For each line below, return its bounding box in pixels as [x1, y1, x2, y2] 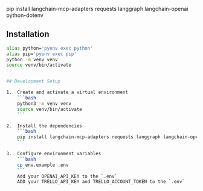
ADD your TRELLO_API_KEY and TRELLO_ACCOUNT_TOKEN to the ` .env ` [17, 179, 185, 185]
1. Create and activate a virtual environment [6, 89, 129, 96]
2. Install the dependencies [6, 122, 83, 129]
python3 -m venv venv [17, 100, 71, 107]
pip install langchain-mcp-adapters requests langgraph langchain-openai [6, 5, 188, 12]
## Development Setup [6, 78, 61, 84]
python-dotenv [6, 12, 43, 19]
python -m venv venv [6, 56, 59, 62]
